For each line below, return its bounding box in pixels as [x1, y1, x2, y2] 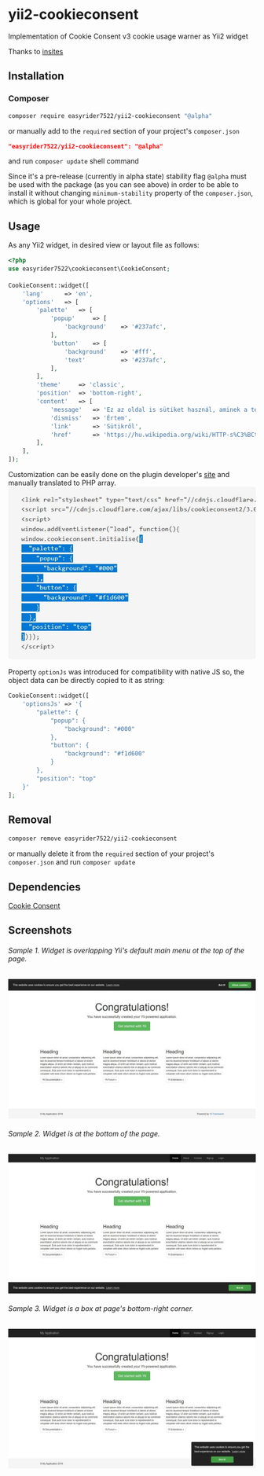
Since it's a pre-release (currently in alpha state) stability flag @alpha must [8, 171, 247, 182]
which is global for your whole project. [8, 196, 132, 206]
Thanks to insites [8, 46, 64, 56]
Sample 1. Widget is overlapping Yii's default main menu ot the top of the [8, 945, 245, 956]
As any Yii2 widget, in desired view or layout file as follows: [8, 240, 200, 250]
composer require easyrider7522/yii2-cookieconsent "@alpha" [8, 112, 213, 119]
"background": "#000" [64, 725, 135, 732]
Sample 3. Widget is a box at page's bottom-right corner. [8, 1304, 194, 1313]
